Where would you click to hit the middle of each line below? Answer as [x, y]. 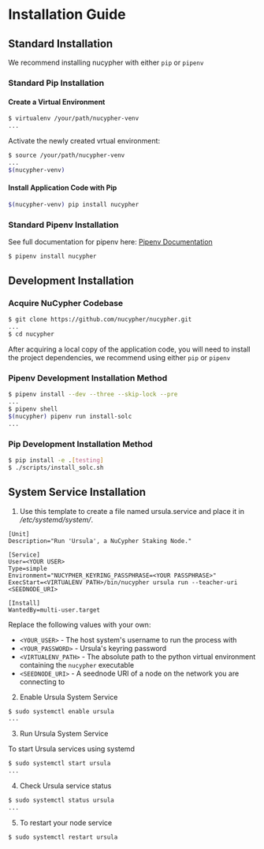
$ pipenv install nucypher [52, 256]
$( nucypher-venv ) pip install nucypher [74, 204]
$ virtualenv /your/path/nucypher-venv [74, 119]
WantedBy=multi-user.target [54, 610]
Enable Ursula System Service [69, 697]
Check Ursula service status [65, 786]
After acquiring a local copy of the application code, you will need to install [129, 349]
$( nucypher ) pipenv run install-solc [70, 416]
